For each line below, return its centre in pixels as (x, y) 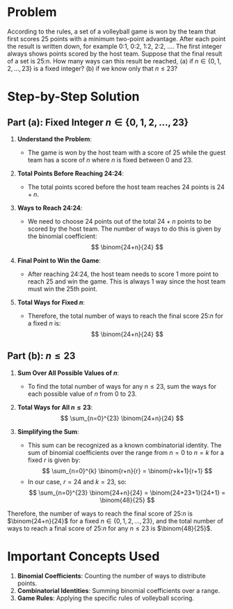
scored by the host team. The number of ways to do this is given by (124, 229)
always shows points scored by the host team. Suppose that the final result (115, 54)
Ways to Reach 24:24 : (50, 208)
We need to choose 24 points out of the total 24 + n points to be (120, 221)
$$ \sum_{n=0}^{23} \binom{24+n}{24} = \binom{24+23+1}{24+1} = (127, 493)
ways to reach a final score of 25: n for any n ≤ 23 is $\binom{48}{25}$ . (110, 528)
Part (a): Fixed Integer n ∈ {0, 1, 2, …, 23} (98, 122)
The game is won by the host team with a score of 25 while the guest (127, 152)
